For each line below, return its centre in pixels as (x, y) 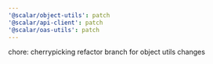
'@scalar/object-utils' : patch (59, 15)
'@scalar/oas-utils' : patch (54, 30)
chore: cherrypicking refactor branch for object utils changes (107, 52)
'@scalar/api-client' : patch (56, 23)
